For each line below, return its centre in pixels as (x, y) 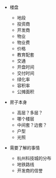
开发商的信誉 (30, 171)
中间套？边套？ (32, 125)
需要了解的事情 (25, 148)
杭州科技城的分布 (34, 158)
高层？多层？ (30, 113)
